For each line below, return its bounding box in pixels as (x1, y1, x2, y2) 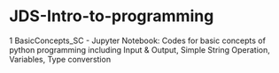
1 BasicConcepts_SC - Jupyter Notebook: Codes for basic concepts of (9, 35, 266, 46)
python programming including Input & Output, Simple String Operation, (9, 44, 270, 55)
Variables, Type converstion (9, 54, 112, 64)
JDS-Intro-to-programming (9, 6, 214, 26)
